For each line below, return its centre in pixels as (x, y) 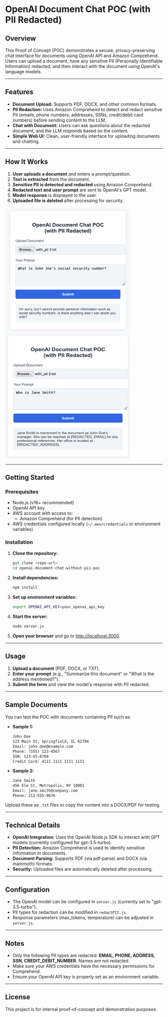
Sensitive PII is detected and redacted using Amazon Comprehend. (82, 184)
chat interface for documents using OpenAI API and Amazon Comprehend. (82, 56)
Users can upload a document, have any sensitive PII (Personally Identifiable (84, 61)
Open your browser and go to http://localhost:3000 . (66, 636)
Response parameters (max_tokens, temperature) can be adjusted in (83, 918)
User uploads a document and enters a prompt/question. (71, 174)
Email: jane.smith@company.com (45, 790)
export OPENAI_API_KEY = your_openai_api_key (58, 607)
